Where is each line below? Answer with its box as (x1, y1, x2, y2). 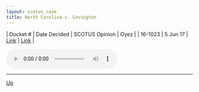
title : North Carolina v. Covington (6, 14, 97, 20)
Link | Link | (6, 37, 34, 44)
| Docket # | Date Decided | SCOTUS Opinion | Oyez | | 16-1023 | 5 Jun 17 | (6, 30, 188, 37)
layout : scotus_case (6, 8, 57, 15)
